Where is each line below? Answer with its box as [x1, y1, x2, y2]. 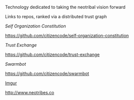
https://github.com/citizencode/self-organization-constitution [5, 33, 129, 38]
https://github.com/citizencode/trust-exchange [5, 51, 100, 57]
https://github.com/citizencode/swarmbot [5, 71, 89, 76]
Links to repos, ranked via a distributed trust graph [5, 14, 107, 19]
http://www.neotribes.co [5, 90, 55, 95]
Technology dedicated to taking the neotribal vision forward [5, 4, 126, 10]
